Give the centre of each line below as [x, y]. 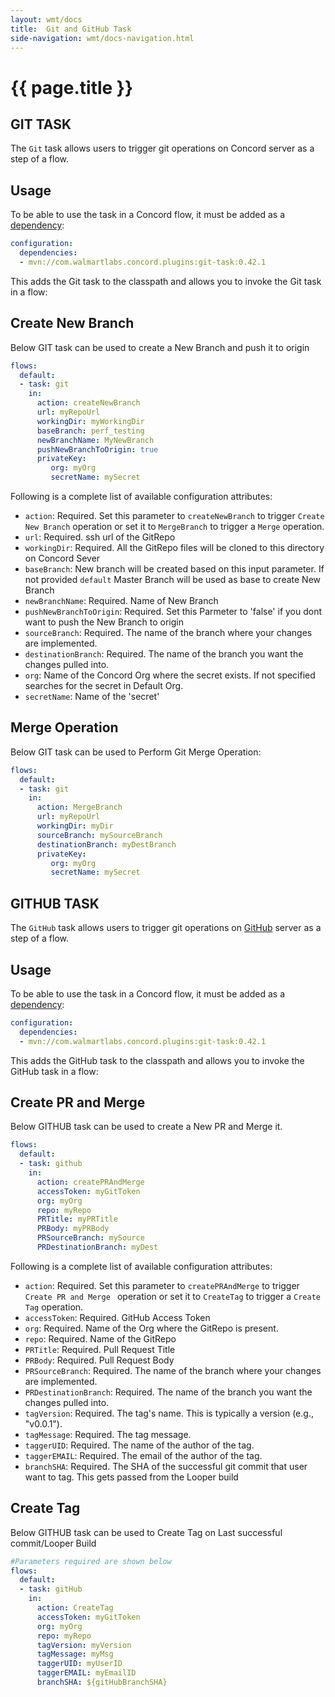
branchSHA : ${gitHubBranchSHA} [102, 1682]
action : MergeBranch [79, 807]
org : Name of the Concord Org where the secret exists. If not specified [170, 675]
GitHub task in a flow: [54, 1071]
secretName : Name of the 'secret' [92, 696]
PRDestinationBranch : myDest [97, 1247]
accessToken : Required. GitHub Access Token [117, 1317]
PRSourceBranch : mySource [90, 1238]
